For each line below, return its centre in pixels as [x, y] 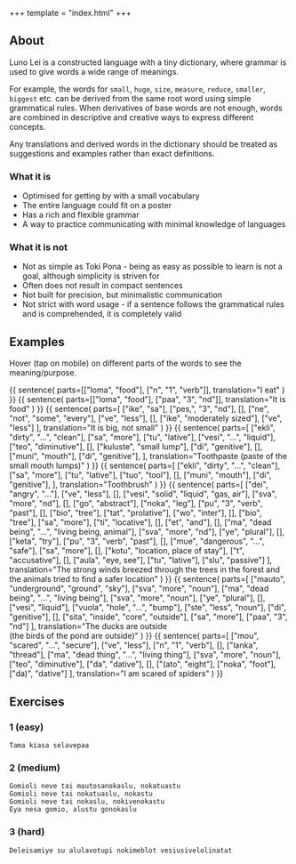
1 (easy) [27, 727]
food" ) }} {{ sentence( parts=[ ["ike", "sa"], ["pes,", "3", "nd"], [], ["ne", [139, 409]
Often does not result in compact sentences [103, 286]
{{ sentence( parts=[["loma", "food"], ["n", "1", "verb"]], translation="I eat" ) [147, 390]
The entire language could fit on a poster [96, 206]
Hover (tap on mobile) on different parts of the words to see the [125, 363]
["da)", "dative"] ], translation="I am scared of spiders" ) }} [116, 674]
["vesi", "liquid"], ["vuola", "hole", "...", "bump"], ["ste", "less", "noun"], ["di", [148, 608]
